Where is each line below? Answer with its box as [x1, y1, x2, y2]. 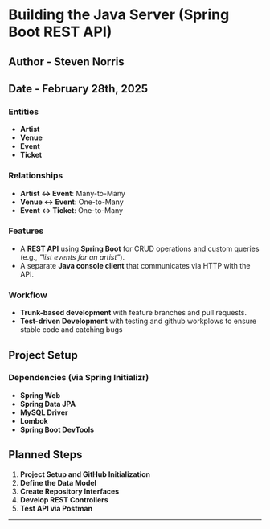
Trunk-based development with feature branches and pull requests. [19, 308, 247, 318]
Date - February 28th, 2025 [8, 82, 149, 96]
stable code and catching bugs [19, 325, 123, 334]
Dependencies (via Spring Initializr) [8, 372, 149, 383]
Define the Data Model [19, 478, 97, 487]
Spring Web [19, 390, 61, 400]
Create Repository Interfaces [19, 486, 120, 496]
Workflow [8, 289, 48, 301]
